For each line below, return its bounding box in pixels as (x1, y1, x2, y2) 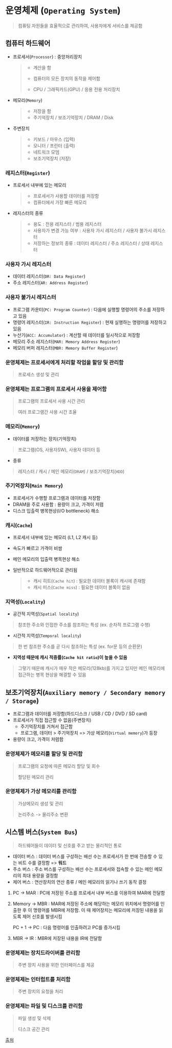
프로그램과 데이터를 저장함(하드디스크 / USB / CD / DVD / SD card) (12, 711, 147, 717)
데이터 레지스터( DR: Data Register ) (12, 273, 85, 280)
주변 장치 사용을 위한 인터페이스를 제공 (17, 961, 95, 968)
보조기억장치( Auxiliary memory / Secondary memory (5, 688, 165, 697)
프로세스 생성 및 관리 (17, 371, 59, 377)
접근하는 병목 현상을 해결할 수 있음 (17, 672, 87, 678)
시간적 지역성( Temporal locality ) (12, 633, 81, 639)
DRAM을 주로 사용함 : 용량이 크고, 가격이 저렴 (12, 501, 104, 507)
